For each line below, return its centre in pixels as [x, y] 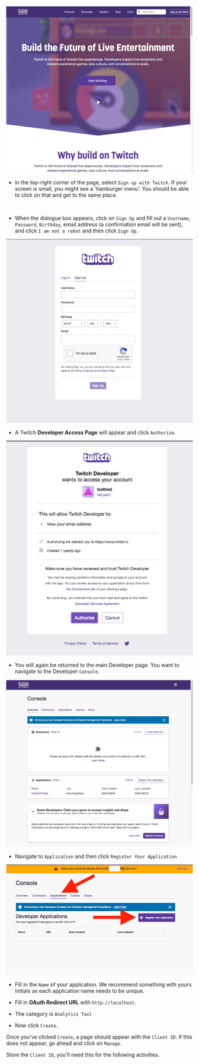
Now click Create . [36, 1025]
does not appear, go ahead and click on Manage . [64, 1043]
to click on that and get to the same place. [66, 195]
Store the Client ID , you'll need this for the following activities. [83, 1054]
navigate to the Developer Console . [57, 672]
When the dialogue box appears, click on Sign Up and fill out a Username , [102, 218]
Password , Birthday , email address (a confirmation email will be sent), [99, 224]
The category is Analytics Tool [53, 1013]
